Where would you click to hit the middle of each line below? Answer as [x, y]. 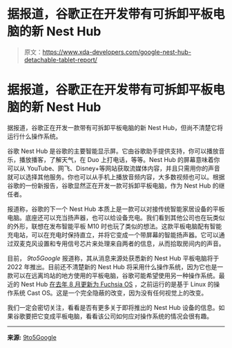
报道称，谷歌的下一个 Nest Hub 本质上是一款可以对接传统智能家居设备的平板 [116, 209]
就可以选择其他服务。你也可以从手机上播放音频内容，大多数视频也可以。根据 [116, 176]
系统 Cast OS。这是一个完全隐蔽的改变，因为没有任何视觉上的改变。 [110, 293]
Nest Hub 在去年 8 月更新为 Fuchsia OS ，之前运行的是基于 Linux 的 [117, 284]
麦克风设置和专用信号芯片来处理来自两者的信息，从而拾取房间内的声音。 [122, 244]
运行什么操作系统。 [35, 136]
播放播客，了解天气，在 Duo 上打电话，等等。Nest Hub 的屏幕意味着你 [119, 159]
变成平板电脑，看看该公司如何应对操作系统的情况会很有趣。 [128, 316]
